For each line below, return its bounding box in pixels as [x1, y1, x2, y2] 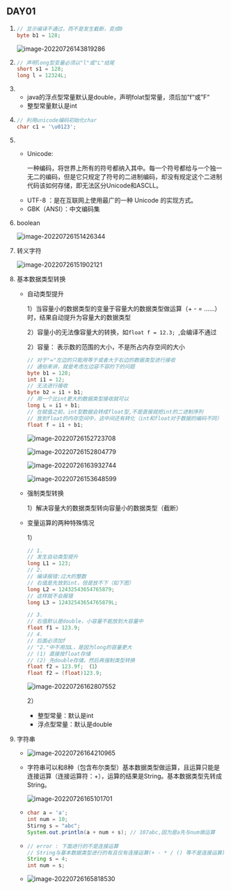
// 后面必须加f [26, 637, 66, 644]
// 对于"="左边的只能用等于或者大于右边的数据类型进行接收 [26, 357, 175, 364]
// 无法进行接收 [26, 382, 68, 389]
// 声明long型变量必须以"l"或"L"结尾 [16, 59, 115, 66]
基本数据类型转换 [16, 274, 66, 283]
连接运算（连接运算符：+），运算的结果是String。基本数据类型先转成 [26, 772, 223, 781]
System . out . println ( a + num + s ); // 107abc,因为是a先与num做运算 [26, 829, 216, 836]
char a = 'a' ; [26, 809, 68, 817]
